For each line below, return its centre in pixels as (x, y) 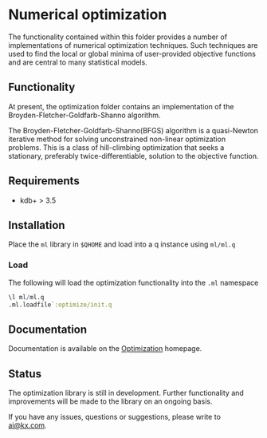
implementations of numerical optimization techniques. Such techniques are (133, 45)
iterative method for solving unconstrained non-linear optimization (117, 139)
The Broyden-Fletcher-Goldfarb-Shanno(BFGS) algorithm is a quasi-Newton (133, 130)
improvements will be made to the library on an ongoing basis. (110, 401)
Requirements (44, 181)
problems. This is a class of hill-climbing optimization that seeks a (116, 147)
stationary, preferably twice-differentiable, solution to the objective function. (133, 156)
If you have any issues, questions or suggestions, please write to (115, 417)
